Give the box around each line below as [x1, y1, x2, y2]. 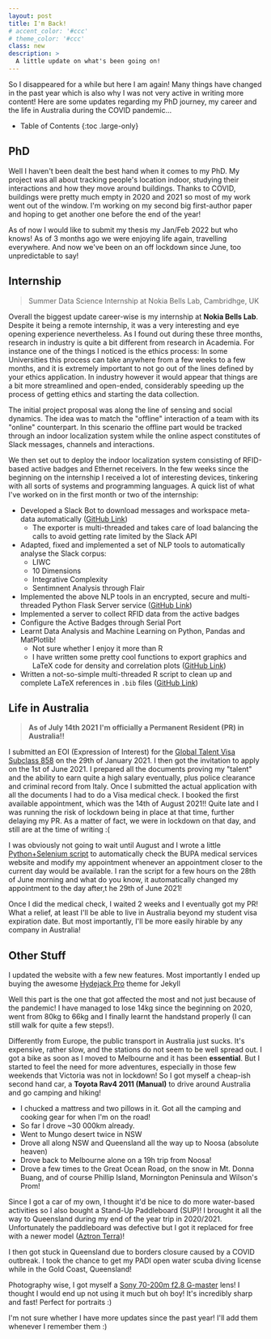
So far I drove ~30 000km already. [19, 1121, 135, 1130]
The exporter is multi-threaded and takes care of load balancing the [32, 523, 259, 532]
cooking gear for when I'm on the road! [19, 1113, 151, 1122]
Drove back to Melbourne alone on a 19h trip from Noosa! [19, 1156, 212, 1165]
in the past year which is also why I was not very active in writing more [8, 88, 244, 97]
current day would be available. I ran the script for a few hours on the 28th [8, 866, 256, 876]
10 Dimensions [32, 566, 82, 575]
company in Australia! [8, 925, 81, 935]
